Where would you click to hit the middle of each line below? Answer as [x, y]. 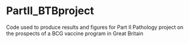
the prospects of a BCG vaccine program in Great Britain [75, 33]
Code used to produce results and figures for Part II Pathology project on [95, 27]
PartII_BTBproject [50, 11]
